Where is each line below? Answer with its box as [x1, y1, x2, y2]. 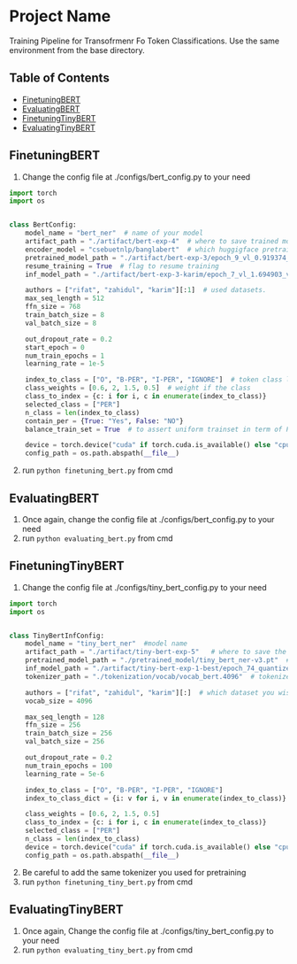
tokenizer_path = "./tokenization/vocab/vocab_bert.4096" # [25, 672, 255, 681]
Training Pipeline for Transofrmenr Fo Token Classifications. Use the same [9, 35, 280, 46]
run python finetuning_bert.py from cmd [21, 465, 174, 475]
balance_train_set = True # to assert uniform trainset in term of [25, 425, 283, 434]
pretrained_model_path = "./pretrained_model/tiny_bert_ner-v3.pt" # [25, 656, 291, 665]
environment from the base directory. [9, 44, 146, 55]
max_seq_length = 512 [25, 294, 104, 303]
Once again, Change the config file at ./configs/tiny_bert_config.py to [21, 925, 274, 936]
